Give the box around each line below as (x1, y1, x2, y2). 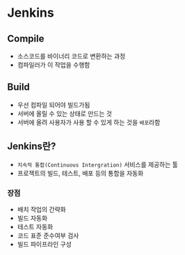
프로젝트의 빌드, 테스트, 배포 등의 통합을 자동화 (17, 169, 144, 177)
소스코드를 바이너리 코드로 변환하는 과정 (17, 52, 126, 60)
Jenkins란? (7, 141, 56, 153)
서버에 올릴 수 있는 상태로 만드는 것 (17, 109, 113, 118)
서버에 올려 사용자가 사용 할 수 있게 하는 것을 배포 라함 (17, 118, 161, 126)
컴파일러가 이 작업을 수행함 (17, 61, 90, 69)
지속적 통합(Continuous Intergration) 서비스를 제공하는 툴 (17, 160, 179, 169)
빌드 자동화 (17, 214, 48, 222)
